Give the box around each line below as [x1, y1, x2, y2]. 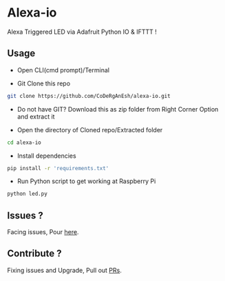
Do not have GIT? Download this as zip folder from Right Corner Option [17, 105, 219, 113]
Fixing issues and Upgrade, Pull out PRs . [7, 266, 122, 274]
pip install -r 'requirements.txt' [7, 165, 109, 171]
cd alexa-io [7, 139, 41, 146]
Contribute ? [7, 248, 62, 260]
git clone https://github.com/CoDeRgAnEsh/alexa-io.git [7, 92, 171, 99]
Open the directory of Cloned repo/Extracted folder [17, 125, 163, 134]
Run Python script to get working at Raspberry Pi [17, 177, 156, 185]
